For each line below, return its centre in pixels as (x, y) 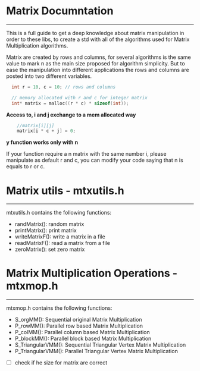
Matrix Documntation (60, 11)
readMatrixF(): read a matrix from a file (62, 243)
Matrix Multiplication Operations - (92, 273)
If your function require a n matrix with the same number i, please (86, 154)
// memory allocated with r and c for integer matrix (79, 98)
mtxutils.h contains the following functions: (59, 213)
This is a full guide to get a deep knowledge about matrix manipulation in (95, 33)
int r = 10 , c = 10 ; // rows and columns (64, 87)
